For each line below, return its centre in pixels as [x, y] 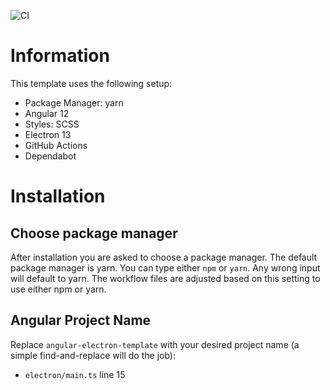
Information [60, 56]
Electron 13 [48, 134]
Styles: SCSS [52, 124]
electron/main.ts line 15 [75, 374]
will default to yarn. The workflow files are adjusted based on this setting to [165, 278]
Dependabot [50, 156]
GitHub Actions [56, 145]
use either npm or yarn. [58, 289]
